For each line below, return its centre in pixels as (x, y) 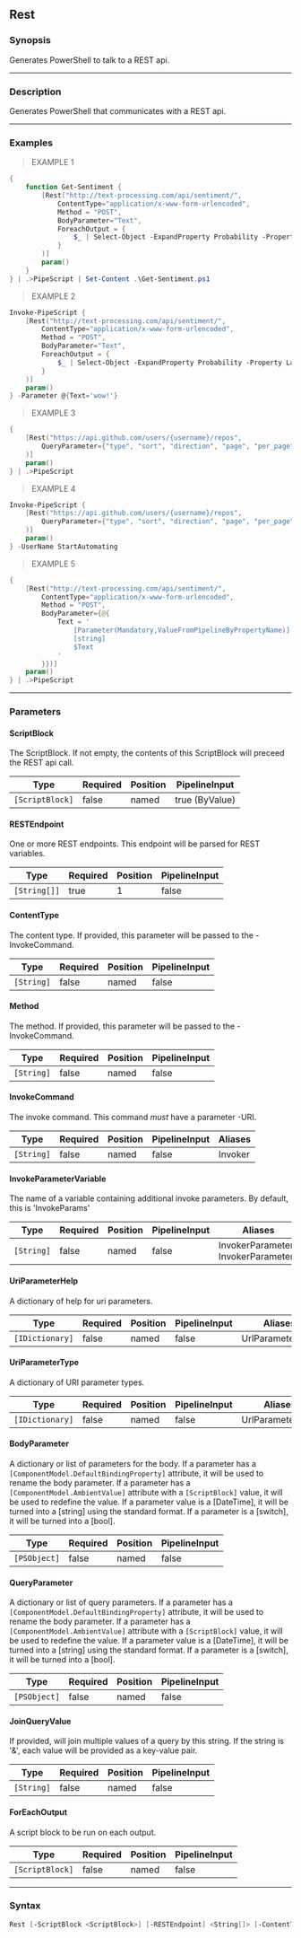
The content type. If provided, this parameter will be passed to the (131, 935)
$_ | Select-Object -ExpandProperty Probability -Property (169, 363)
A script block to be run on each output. (83, 1832)
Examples (31, 143)
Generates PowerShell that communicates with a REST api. (118, 110)
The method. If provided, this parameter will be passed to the (122, 1026)
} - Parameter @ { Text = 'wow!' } (64, 396)
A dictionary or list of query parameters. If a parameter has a (121, 1602)
